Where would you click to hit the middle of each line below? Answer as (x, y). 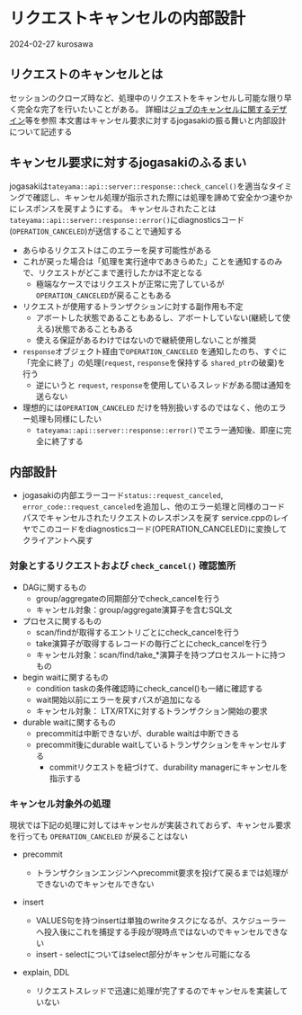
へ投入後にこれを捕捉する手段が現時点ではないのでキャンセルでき (158, 931)
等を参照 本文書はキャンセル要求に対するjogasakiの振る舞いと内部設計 (156, 120)
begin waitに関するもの (66, 677)
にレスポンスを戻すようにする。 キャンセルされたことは (113, 209)
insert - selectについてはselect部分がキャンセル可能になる (143, 954)
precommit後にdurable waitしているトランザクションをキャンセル (157, 744)
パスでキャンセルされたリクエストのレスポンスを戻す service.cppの (148, 518)
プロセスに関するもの (62, 620)
